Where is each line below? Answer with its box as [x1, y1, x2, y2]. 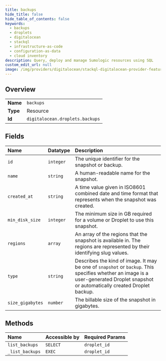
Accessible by [45, 334, 80, 341]
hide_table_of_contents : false [5, 16, 70, 21]
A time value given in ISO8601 [75, 183, 146, 190]
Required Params [84, 334, 126, 341]
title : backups [5, 7, 37, 12]
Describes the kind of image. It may [75, 257, 157, 264]
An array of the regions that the [75, 230, 148, 237]
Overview [5, 85, 36, 94]
